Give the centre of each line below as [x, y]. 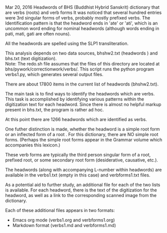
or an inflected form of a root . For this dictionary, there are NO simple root [82, 134]
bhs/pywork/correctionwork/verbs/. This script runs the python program [79, 69]
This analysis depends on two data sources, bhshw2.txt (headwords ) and [81, 53]
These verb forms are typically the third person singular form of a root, [78, 155]
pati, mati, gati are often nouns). [38, 34]
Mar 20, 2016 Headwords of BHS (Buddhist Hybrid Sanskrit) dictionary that [82, 7]
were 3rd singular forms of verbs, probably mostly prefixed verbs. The [78, 18]
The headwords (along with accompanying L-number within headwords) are [83, 170]
